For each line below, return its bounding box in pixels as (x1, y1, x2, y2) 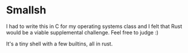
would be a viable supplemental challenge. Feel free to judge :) (6, 29, 159, 36)
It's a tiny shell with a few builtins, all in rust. (6, 40, 113, 47)
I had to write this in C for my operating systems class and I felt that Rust (6, 23, 183, 30)
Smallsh (6, 3, 47, 17)
